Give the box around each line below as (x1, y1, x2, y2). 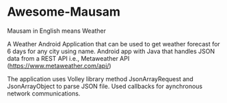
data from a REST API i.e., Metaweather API (7, 54, 130, 62)
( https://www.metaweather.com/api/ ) (7, 61, 111, 70)
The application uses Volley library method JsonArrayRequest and (7, 74, 193, 83)
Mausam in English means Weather (7, 27, 107, 35)
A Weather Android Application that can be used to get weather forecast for (7, 40, 220, 48)
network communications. (7, 89, 81, 98)
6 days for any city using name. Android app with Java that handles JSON (7, 47, 215, 55)
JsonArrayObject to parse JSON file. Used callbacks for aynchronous (7, 82, 203, 90)
